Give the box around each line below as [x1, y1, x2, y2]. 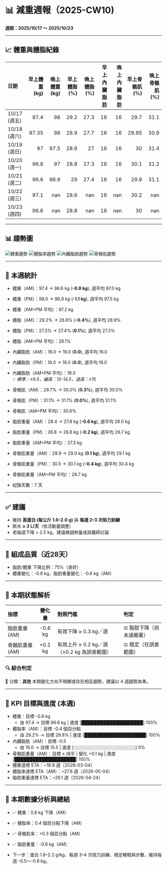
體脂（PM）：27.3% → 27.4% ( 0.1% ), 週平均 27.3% [12, 328, 115, 334]
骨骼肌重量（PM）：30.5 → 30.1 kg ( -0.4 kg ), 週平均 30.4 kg [12, 461, 134, 467]
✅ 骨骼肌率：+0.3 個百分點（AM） [12, 830, 83, 837]
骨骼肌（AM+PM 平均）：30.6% [12, 408, 77, 414]
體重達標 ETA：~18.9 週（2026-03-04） [12, 762, 95, 768]
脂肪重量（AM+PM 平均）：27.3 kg [12, 440, 82, 446]
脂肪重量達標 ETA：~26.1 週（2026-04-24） [12, 774, 103, 780]
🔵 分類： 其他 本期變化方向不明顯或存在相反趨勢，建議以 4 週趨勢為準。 [5, 678, 151, 685]
